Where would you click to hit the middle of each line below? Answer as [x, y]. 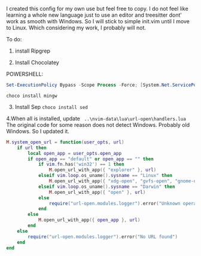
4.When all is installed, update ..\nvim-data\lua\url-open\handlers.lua [96, 118]
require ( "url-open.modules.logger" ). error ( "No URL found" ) [103, 237]
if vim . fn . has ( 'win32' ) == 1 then [81, 164]
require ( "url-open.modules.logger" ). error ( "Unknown [115, 203]
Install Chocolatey [37, 63]
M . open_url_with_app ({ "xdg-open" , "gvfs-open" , [110, 181]
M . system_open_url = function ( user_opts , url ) [65, 142]
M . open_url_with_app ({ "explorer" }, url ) [103, 170]
